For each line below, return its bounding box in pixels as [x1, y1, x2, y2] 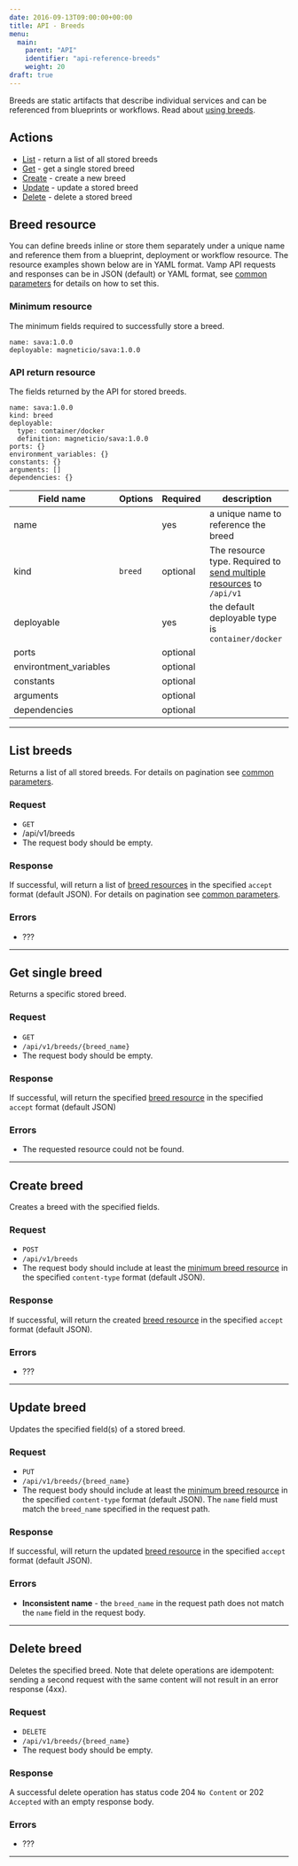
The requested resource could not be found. [21, 1144, 184, 1155]
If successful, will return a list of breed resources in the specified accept [9, 880, 273, 890]
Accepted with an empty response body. [9, 1797, 154, 1807]
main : [17, 37, 38, 47]
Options [118, 492, 153, 505]
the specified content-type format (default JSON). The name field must [21, 1494, 278, 1505]
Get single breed [9, 966, 103, 981]
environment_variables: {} [9, 450, 109, 459]
